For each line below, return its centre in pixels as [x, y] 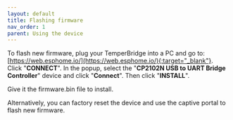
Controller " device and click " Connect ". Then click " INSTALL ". [99, 76]
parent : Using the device [45, 33]
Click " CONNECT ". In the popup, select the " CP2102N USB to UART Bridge [117, 68]
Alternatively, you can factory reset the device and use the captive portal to [117, 103]
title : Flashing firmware [45, 20]
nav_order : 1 [26, 27]
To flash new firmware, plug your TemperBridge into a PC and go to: [106, 53]
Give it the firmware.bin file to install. [61, 89]
